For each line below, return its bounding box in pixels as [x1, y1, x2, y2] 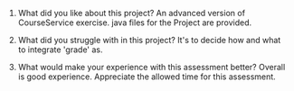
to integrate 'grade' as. [17, 44, 103, 55]
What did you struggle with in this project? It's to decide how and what [17, 35, 281, 45]
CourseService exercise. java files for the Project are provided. [17, 17, 251, 28]
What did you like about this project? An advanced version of [17, 8, 246, 18]
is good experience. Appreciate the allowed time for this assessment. [17, 71, 276, 82]
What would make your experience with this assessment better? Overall [17, 62, 286, 72]
